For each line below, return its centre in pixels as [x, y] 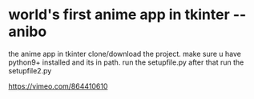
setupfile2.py [30, 70]
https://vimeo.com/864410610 [58, 86]
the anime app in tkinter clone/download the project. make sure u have [125, 53]
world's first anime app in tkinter [119, 15]
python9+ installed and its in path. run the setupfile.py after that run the [126, 62]
